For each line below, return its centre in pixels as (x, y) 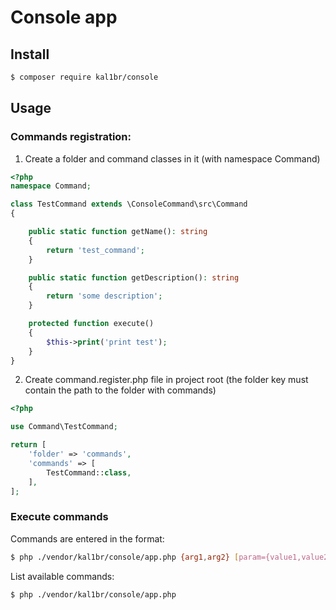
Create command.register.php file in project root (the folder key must (166, 380)
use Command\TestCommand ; (64, 427)
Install (30, 54)
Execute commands (59, 517)
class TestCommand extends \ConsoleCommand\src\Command (129, 204)
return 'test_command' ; (95, 250)
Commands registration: (71, 137)
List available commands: (62, 576)
